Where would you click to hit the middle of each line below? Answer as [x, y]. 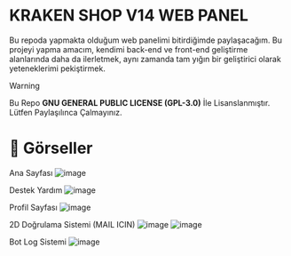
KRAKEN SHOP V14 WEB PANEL [129, 16]
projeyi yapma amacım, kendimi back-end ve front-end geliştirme [129, 49]
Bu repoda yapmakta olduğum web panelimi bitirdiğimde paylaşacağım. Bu [145, 40]
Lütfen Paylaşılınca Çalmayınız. [66, 112]
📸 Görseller [51, 148]
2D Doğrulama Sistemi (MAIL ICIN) [72, 224]
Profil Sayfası [33, 207]
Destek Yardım [36, 190]
